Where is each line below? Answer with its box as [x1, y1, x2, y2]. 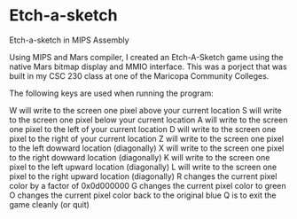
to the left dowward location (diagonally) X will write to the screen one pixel [9, 143, 285, 153]
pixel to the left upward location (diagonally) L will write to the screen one [9, 161, 277, 172]
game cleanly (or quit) [9, 199, 90, 209]
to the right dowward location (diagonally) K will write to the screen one [9, 152, 270, 162]
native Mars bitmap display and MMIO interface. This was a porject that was [9, 61, 287, 72]
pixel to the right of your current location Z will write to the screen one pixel [9, 133, 285, 144]
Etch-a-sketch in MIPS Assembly [9, 35, 130, 45]
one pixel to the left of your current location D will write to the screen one [9, 123, 277, 134]
